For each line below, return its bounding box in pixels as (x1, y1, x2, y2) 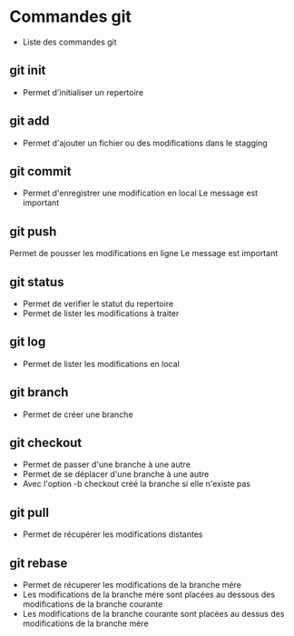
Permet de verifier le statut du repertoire (22, 298, 174, 309)
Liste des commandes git (22, 36, 117, 47)
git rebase (9, 555, 68, 571)
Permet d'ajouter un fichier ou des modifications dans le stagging (22, 137, 268, 148)
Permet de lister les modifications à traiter (22, 308, 180, 319)
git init (9, 63, 46, 78)
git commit (9, 164, 72, 179)
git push (9, 224, 57, 239)
